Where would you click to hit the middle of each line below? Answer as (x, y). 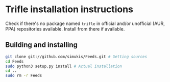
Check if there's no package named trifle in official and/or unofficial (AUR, (85, 23)
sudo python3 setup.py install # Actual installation (64, 66)
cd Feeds (15, 61)
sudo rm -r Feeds (24, 76)
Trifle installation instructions (69, 9)
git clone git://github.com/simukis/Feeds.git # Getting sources (76, 57)
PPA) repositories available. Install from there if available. (65, 29)
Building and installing (41, 45)
